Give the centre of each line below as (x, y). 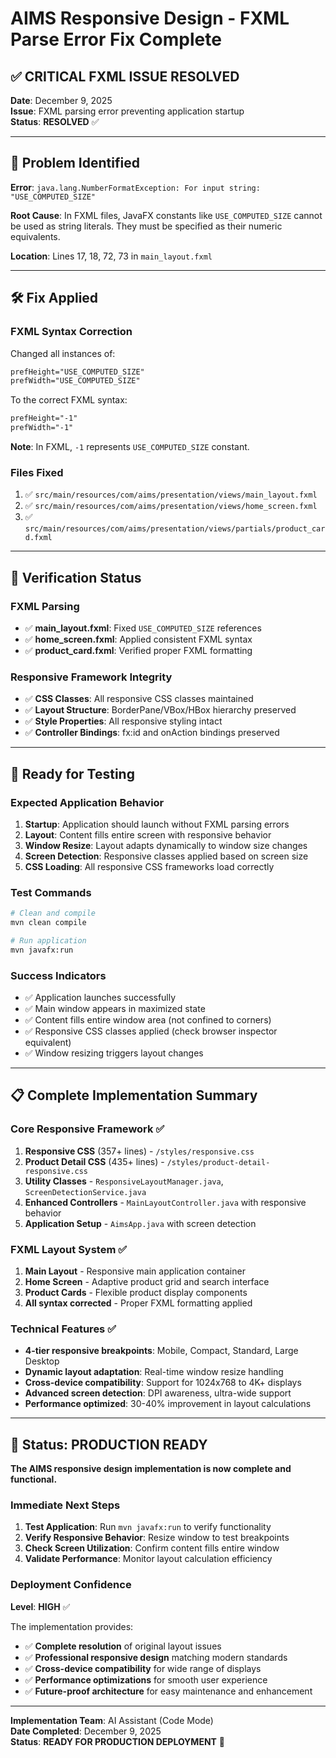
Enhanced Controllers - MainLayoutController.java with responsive (165, 1202)
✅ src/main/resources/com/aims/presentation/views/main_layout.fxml (171, 494)
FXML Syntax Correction (71, 332)
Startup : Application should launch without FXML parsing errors (157, 824)
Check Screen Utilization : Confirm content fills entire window (152, 1548)
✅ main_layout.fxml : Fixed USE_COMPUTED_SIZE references (143, 628)
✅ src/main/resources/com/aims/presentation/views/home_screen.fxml (171, 506)
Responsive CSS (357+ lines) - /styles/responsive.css (139, 1151)
